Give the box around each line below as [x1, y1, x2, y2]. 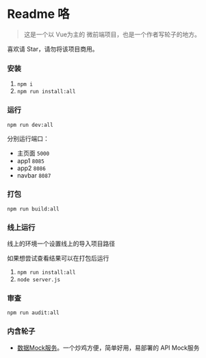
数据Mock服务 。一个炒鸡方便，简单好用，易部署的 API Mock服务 [16, 344, 200, 352]
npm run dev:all [7, 121, 53, 128]
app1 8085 [16, 156, 44, 165]
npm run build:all [7, 205, 60, 213]
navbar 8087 [16, 171, 51, 179]
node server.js [16, 276, 61, 283]
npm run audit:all [7, 309, 60, 316]
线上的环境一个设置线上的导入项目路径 [7, 239, 115, 248]
